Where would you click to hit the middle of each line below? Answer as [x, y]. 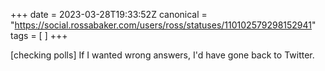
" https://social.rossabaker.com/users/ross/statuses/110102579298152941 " [163, 25]
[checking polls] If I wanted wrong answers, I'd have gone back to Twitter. [162, 55]
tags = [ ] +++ [39, 35]
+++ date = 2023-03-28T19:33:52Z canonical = [109, 14]
